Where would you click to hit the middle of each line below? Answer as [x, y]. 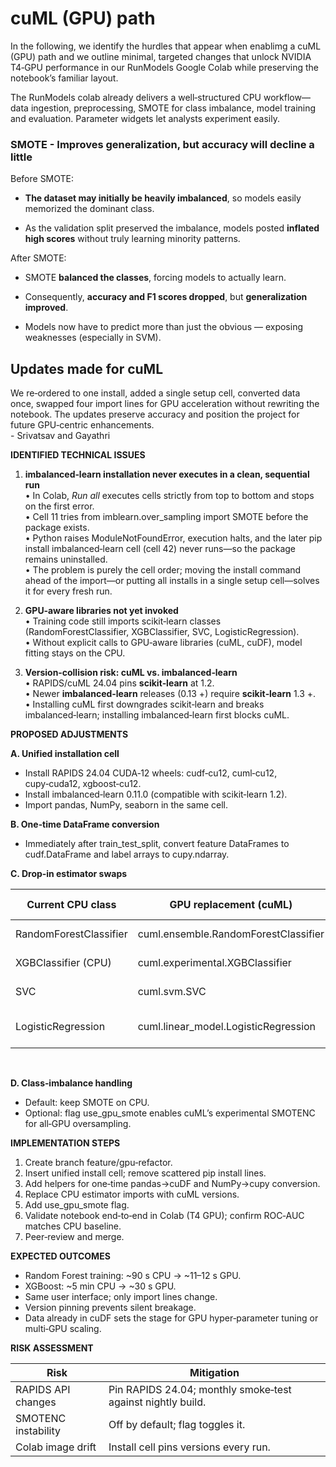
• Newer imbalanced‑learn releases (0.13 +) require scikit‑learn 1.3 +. [170, 694]
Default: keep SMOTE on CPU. [87, 1103]
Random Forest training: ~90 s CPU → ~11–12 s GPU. [133, 1276]
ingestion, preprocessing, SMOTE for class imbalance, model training [173, 108]
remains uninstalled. [66, 559]
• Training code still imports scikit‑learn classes [123, 621]
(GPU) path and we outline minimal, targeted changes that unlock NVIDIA [161, 56]
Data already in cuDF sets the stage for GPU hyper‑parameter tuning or [171, 1318]
